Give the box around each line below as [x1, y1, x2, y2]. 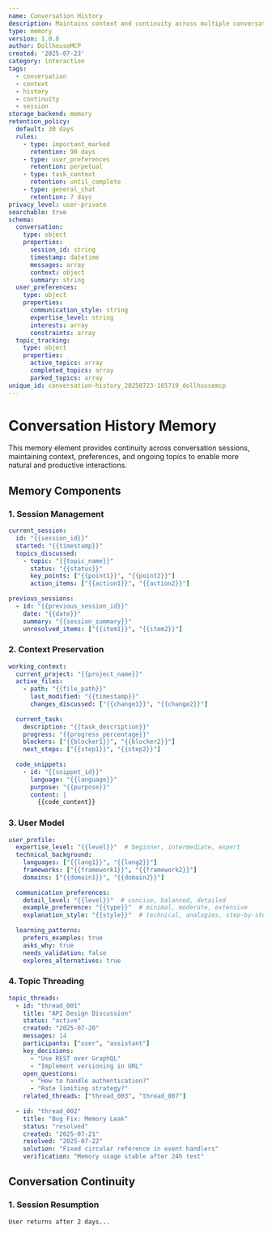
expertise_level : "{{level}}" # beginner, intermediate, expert [15, 843, 241, 852]
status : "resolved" [23, 1122, 89, 1130]
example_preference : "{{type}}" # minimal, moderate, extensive [23, 904, 249, 912]
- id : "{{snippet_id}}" [23, 767, 104, 776]
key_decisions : [23, 1047, 74, 1055]
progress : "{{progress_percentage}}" [23, 730, 151, 738]
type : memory [8, 27, 53, 35]
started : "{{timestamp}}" [15, 541, 104, 550]
